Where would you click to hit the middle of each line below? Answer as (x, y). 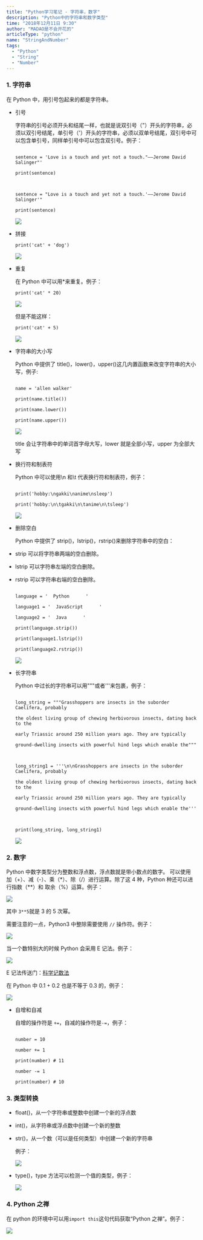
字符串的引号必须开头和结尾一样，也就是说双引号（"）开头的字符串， (101, 125)
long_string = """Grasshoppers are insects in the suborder (92, 702)
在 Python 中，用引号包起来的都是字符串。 (59, 99)
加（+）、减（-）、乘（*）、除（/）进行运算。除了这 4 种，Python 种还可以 (97, 880)
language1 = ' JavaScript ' (58, 607)
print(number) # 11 (40, 1061)
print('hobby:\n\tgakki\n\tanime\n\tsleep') (72, 504)
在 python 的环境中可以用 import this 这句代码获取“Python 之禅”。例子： (96, 1218)
